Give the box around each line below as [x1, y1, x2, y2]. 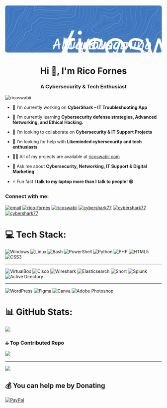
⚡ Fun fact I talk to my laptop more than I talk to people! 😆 [12, 178, 134, 185]
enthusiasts [12, 144, 38, 150]
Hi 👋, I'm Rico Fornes [40, 65, 127, 77]
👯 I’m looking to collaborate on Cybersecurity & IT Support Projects [12, 129, 153, 135]
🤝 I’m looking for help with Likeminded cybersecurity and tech [12, 138, 142, 145]
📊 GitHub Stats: [5, 306, 73, 318]
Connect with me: [5, 193, 49, 200]
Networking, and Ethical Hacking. [12, 119, 83, 125]
